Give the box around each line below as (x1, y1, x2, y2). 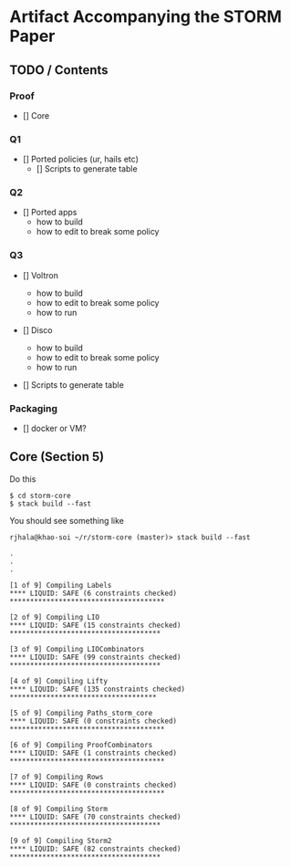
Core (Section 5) (9, 449, 105, 465)
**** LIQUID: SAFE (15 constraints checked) (9, 621, 181, 630)
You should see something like (9, 515, 125, 526)
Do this (9, 473, 36, 485)
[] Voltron (22, 269, 59, 280)
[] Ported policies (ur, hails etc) (22, 153, 139, 165)
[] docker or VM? (22, 423, 87, 434)
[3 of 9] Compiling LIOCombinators (9, 644, 145, 653)
